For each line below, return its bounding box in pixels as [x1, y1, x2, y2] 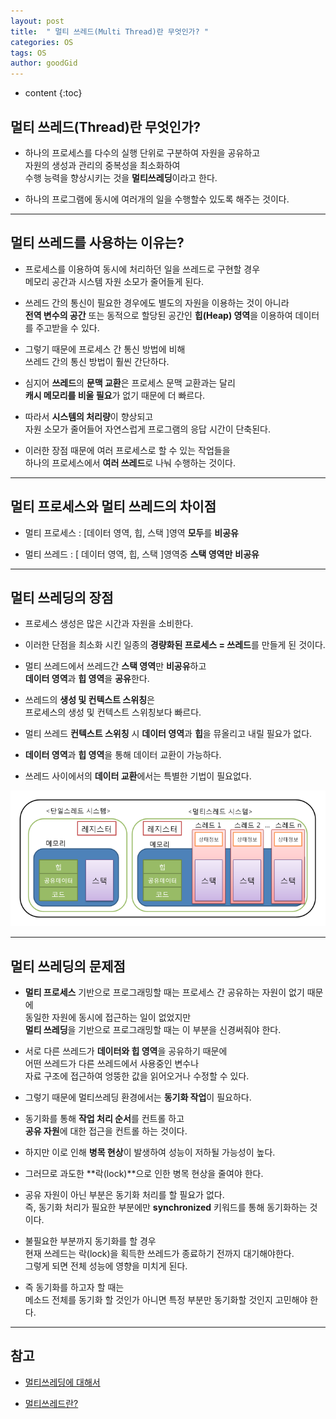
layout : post [10, 16, 65, 26]
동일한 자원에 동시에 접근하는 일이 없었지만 [24, 1011, 192, 1024]
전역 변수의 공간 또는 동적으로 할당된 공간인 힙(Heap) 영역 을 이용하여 [24, 309, 293, 321]
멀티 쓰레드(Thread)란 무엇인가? [10, 118, 202, 135]
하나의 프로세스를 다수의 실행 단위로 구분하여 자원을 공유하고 [24, 146, 261, 159]
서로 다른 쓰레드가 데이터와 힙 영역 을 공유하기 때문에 [24, 1045, 228, 1057]
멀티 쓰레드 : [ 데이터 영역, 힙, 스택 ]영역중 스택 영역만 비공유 [24, 548, 260, 560]
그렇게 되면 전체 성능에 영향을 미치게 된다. [24, 1260, 188, 1272]
